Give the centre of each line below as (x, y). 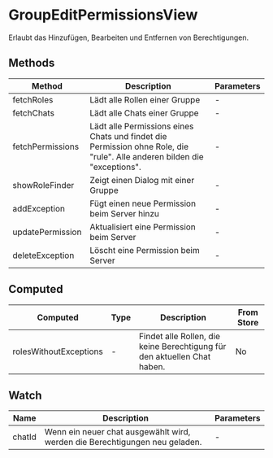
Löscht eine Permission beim (145, 250)
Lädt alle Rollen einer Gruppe (145, 99)
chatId (24, 437)
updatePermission (47, 232)
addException (39, 208)
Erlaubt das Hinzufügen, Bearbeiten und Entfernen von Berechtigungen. (129, 37)
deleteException (43, 255)
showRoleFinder (43, 185)
